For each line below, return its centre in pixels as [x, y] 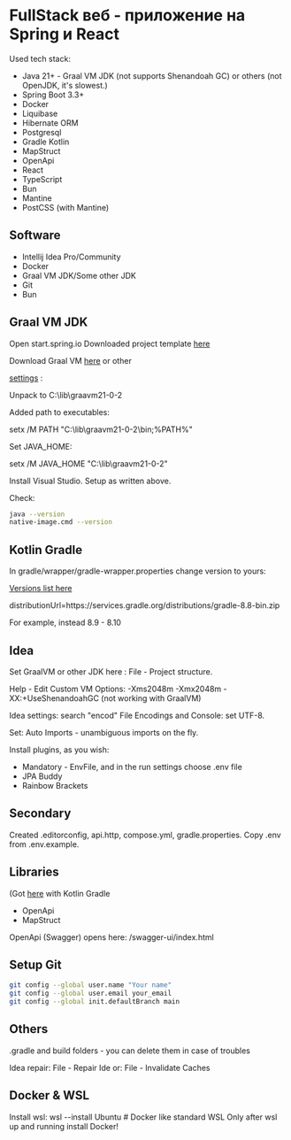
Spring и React [64, 34]
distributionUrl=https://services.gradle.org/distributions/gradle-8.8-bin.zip [145, 605]
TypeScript [42, 179]
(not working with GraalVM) [151, 698]
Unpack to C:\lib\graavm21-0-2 [66, 395]
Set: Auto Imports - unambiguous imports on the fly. [104, 732]
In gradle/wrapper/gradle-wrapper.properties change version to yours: [138, 571]
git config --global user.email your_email [91, 994]
